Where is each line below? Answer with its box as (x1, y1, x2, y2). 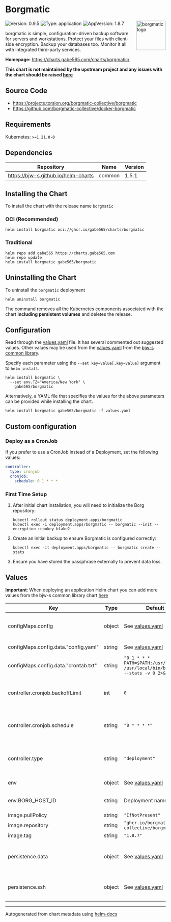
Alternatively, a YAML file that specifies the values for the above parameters (5, 393, 164, 399)
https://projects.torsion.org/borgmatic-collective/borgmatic (12, 100, 137, 106)
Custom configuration (5, 422, 77, 431)
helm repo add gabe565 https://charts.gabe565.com (5, 251, 115, 256)
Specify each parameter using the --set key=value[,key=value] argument (5, 360, 161, 366)
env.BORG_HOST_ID (8, 797, 57, 804)
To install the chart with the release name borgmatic (5, 203, 113, 209)
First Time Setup (5, 491, 47, 498)
